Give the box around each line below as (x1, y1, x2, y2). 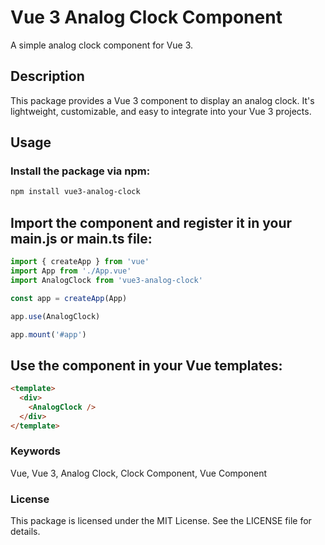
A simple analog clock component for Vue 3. (10, 39, 194, 51)
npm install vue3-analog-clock (10, 187, 141, 197)
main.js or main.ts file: (10, 230, 153, 247)
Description (10, 68, 85, 85)
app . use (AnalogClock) (10, 311, 101, 321)
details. (10, 526, 41, 538)
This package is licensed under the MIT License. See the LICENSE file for (10, 515, 312, 527)
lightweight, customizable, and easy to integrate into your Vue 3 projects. (10, 105, 312, 117)
